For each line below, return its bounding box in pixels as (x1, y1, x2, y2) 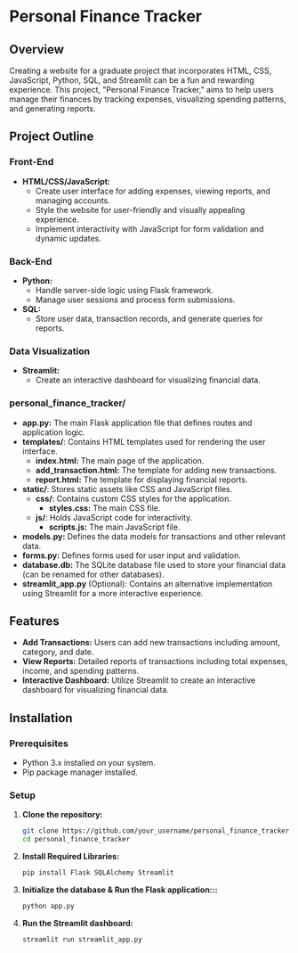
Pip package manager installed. (21, 767, 138, 777)
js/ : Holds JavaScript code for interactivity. (35, 512, 193, 522)
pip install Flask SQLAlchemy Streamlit (21, 868, 174, 877)
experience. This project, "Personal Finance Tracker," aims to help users (9, 85, 274, 94)
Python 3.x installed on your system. (21, 758, 156, 768)
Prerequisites (9, 737, 68, 750)
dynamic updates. (35, 233, 102, 243)
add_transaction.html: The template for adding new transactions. (35, 464, 278, 475)
